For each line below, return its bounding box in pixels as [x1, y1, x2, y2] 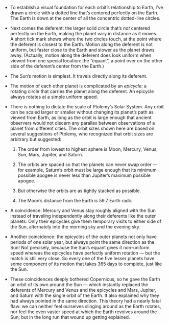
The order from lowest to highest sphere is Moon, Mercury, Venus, [17, 146, 158, 152]
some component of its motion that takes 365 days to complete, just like [10, 261, 162, 267]
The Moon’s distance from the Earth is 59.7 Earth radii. [17, 198, 133, 203]
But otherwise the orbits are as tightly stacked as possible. [17, 188, 141, 194]
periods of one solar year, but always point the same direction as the [10, 239, 155, 245]
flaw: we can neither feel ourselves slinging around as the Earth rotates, [10, 304, 161, 309]
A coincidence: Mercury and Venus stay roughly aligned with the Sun [10, 207, 156, 214]
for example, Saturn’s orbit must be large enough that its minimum [17, 167, 157, 173]
